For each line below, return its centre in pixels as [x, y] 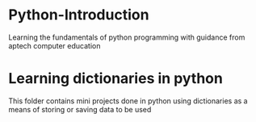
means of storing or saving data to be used [80, 109]
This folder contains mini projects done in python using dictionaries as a [128, 101]
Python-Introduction [79, 15]
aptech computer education [55, 45]
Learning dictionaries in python [116, 79]
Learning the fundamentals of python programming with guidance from [127, 37]
